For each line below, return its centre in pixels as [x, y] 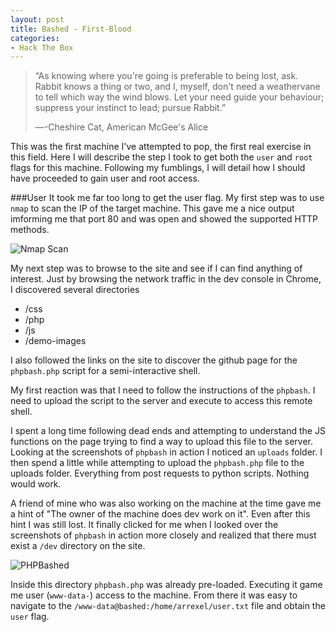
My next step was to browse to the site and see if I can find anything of [156, 268]
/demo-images [55, 341]
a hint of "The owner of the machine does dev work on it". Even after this [160, 514]
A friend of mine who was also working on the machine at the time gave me [166, 503]
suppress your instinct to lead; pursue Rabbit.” [130, 108]
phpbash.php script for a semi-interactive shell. [105, 371]
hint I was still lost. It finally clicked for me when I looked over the [144, 525]
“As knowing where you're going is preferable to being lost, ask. [166, 76]
